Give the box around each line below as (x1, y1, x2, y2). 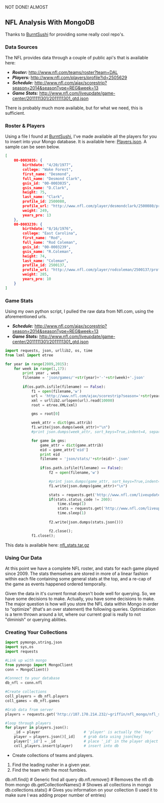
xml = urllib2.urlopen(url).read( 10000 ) (31, 398, 115, 403)
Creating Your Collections (5, 628, 67, 635)
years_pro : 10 (22, 276, 51, 281)
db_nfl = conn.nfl (5, 680, 42, 685)
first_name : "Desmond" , (22, 172, 71, 176)
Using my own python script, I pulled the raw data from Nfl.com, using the (5, 308, 154, 314)
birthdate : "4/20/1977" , (22, 163, 73, 168)
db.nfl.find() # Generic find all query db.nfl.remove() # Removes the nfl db (5, 777, 154, 782)
